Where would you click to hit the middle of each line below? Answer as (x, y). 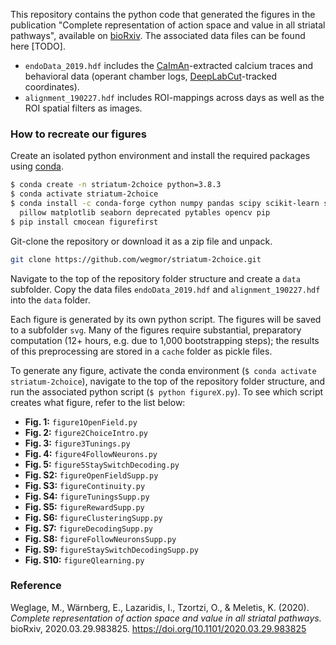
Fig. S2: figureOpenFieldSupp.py (91, 475)
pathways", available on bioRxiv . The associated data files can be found (158, 35)
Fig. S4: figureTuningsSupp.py (87, 496)
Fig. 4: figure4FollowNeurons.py (91, 453)
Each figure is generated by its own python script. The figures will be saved (166, 319)
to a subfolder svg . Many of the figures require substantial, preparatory (156, 330)
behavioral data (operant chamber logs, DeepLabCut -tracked (150, 76)
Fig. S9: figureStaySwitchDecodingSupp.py (112, 549)
